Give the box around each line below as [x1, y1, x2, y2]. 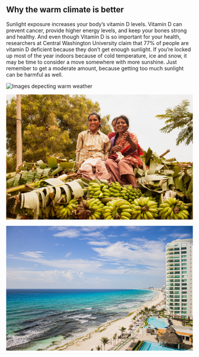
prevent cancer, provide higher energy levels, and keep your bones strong [6, 27, 187, 34]
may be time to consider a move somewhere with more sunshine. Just [6, 58, 177, 65]
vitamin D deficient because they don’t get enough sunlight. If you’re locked [6, 46, 191, 53]
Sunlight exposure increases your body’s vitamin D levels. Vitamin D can [6, 20, 182, 27]
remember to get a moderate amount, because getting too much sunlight [6, 65, 184, 72]
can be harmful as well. [6, 71, 63, 78]
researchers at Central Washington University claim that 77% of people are [6, 39, 190, 46]
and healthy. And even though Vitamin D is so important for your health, [6, 33, 181, 40]
